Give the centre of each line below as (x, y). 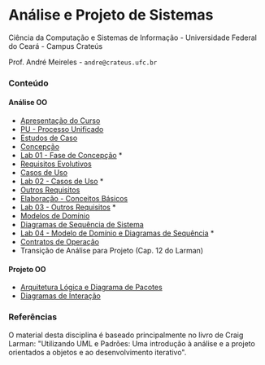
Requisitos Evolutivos (56, 164)
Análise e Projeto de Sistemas (111, 15)
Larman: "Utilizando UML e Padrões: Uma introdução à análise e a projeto (132, 343)
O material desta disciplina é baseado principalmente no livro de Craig (126, 335)
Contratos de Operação (60, 242)
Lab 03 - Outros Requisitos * (68, 207)
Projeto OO (27, 269)
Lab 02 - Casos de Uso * (62, 182)
